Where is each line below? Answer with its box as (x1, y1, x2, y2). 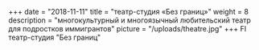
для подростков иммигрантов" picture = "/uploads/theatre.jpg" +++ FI (8, 24, 247, 33)
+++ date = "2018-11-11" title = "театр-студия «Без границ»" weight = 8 (8, 7, 249, 16)
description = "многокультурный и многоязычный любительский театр (8, 15, 252, 25)
